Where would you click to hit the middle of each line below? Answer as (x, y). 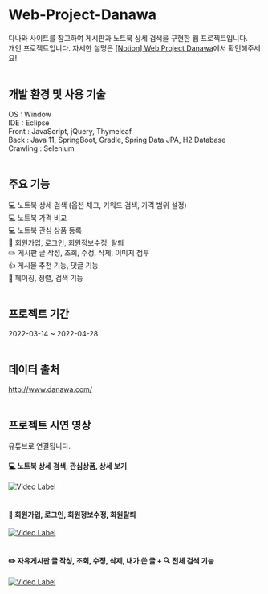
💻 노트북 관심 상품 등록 (45, 230)
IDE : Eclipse (29, 123)
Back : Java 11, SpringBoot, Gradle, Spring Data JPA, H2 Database (117, 140)
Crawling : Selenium (41, 148)
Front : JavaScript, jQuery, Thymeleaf (70, 131)
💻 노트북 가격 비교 (38, 218)
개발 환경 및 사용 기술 (57, 94)
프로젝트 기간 (39, 313)
